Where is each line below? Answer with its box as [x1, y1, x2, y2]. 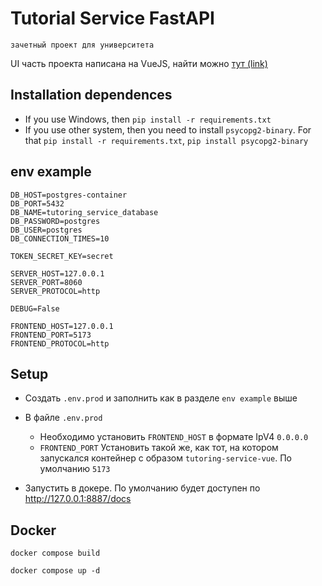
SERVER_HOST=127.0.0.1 [10, 268, 105, 279]
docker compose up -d [10, 566, 101, 576]
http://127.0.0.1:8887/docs [24, 493, 132, 505]
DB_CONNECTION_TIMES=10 [10, 233, 110, 244]
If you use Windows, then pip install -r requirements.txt [24, 113, 272, 125]
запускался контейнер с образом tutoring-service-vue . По [39, 452, 292, 464]
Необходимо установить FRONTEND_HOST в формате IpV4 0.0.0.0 [39, 431, 309, 443]
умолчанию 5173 [39, 463, 111, 475]
